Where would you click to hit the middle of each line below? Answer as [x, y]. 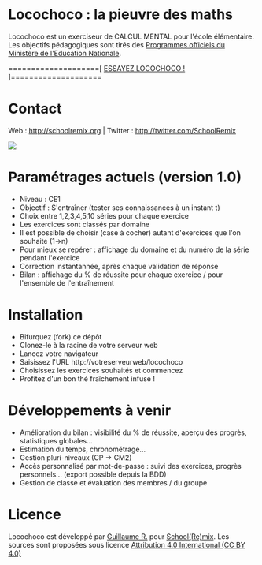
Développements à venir [90, 410]
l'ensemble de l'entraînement [66, 282]
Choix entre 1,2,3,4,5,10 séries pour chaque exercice [104, 215]
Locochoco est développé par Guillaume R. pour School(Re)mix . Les [119, 536]
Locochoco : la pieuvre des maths [121, 15]
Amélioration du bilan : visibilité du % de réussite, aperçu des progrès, [133, 432]
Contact [35, 109]
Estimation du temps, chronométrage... [83, 449]
